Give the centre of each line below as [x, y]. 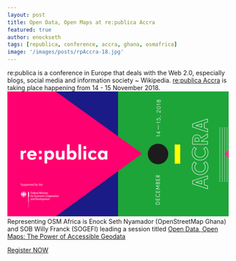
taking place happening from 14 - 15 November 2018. [84, 88]
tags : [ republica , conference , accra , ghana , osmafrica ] [92, 45]
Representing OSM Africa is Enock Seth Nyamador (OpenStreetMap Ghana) [117, 221]
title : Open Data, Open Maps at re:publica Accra [81, 22]
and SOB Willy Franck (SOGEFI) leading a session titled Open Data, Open [113, 229]
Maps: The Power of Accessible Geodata [66, 236]
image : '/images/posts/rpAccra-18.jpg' [66, 52]
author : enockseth [34, 37]
